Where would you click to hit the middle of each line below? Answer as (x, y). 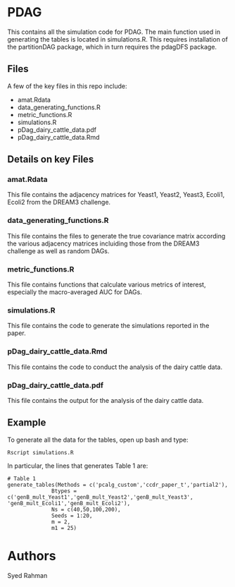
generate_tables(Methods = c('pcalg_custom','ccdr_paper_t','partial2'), (118, 485)
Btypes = (64, 491)
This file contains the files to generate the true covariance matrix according (116, 236)
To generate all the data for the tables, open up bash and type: (98, 440)
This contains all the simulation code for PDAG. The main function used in (114, 32)
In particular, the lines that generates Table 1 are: (78, 466)
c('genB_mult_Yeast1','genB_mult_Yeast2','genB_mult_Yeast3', (100, 497)
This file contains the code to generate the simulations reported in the (108, 326)
